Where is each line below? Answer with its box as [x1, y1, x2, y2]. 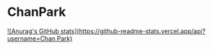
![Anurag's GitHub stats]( [7, 27, 80, 35]
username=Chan [7, 34, 56, 42]
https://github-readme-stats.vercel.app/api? [79, 27, 206, 35]
